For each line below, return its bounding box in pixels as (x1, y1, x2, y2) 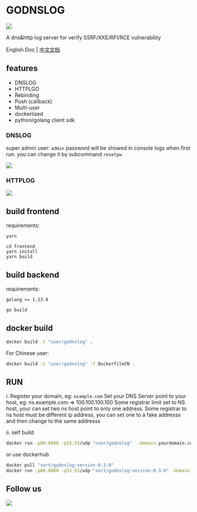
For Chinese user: (6, 349, 49, 356)
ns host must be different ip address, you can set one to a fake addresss (6, 412, 181, 419)
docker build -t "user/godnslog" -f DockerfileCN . (6, 361, 135, 367)
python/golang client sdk (14, 116, 75, 123)
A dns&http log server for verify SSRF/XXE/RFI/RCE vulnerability (6, 33, 161, 41)
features (6, 63, 38, 73)
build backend (6, 270, 60, 279)
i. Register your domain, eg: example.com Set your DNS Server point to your (6, 393, 186, 400)
